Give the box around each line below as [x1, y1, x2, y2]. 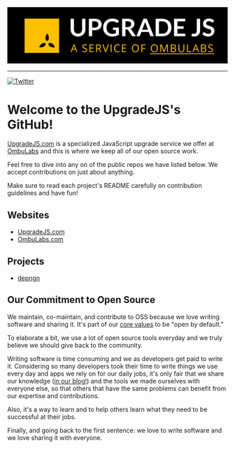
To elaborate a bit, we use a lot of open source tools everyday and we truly [7, 333, 222, 341]
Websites [7, 209, 50, 221]
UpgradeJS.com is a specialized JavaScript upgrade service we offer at [7, 140, 215, 148]
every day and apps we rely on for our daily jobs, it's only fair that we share [7, 369, 225, 378]
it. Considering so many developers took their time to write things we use [7, 362, 218, 370]
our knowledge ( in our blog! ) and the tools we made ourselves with [7, 376, 201, 385]
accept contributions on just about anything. [7, 168, 135, 177]
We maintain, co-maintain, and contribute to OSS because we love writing [7, 312, 220, 321]
